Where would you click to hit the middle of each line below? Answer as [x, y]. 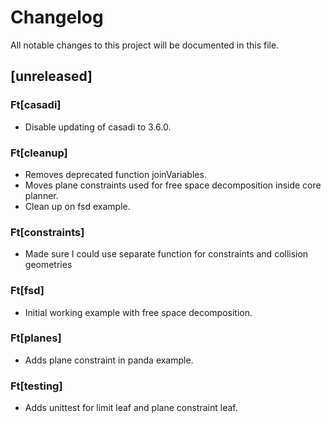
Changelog [57, 17]
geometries [48, 265]
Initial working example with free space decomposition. [138, 312]
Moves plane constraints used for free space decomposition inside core [173, 185]
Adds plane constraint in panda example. [109, 360]
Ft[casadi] [36, 105]
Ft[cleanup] [39, 153]
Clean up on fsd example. [77, 206]
